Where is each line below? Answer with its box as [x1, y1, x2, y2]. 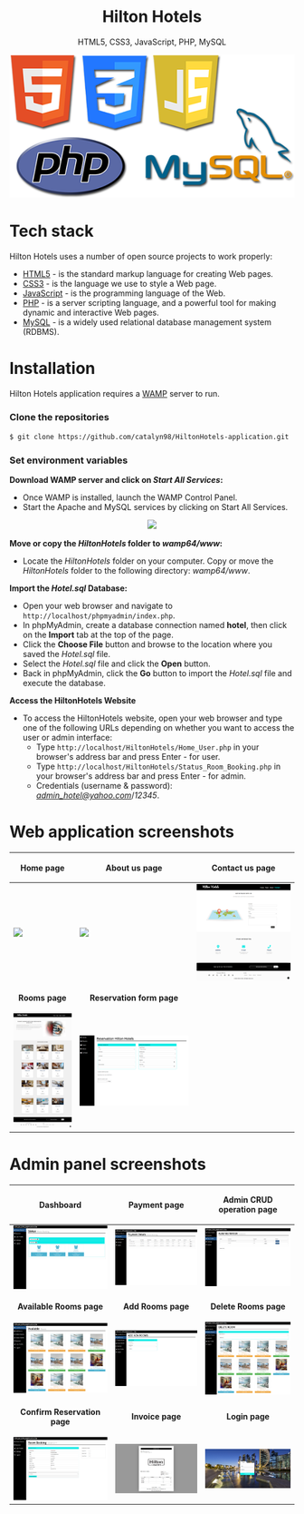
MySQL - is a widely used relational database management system [22, 316, 272, 328]
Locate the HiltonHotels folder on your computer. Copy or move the [22, 555, 274, 566]
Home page [20, 862, 65, 873]
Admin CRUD [223, 1194, 273, 1205]
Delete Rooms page [210, 1301, 286, 1312]
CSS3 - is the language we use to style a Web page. [22, 278, 217, 289]
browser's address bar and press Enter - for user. [35, 752, 221, 762]
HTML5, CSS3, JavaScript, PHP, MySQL [77, 36, 227, 47]
